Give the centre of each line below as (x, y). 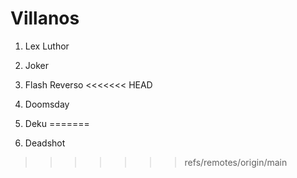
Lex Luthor (47, 46)
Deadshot (45, 143)
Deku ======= (57, 123)
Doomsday (47, 104)
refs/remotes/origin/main (236, 162)
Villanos (45, 18)
